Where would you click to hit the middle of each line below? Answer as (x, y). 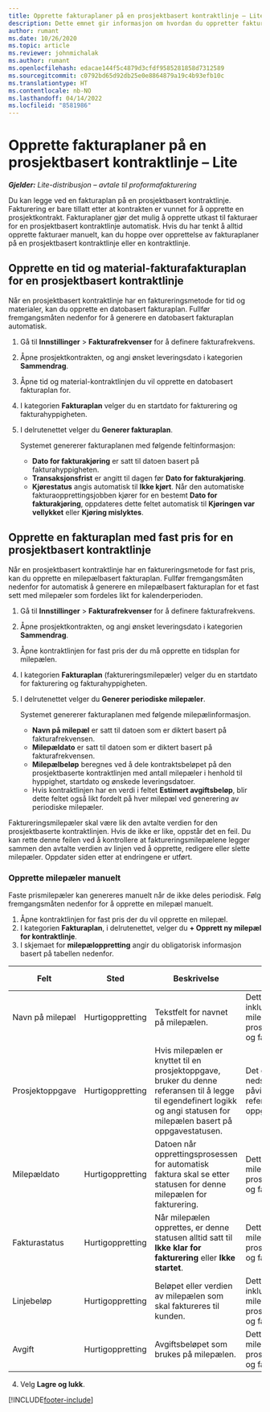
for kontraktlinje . (49, 936)
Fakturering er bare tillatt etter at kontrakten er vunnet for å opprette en (126, 209)
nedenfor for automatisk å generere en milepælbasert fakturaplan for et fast (134, 586)
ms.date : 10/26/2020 (43, 38)
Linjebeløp (32, 1301)
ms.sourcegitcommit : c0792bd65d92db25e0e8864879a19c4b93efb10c (117, 76)
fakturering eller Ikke (195, 1257)
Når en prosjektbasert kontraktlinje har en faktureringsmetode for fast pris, (132, 569)
